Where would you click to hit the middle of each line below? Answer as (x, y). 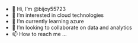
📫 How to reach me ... (39, 34)
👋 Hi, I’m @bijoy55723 (39, 9)
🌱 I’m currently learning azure (48, 21)
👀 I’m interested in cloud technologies (58, 15)
